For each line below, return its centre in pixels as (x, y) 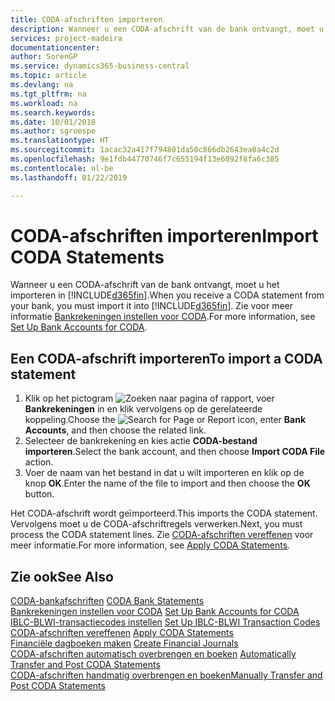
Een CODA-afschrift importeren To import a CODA (166, 358)
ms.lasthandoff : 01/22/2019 (69, 177)
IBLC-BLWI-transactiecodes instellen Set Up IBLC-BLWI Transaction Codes (165, 622)
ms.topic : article (48, 76)
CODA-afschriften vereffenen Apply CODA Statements (122, 633)
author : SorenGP (44, 57)
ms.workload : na (44, 103)
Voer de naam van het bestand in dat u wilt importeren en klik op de (164, 473)
